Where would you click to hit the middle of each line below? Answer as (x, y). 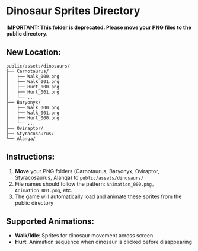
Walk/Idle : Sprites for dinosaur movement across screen (84, 236)
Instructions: (31, 157)
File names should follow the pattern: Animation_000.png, (84, 184)
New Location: (33, 53)
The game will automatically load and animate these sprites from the (98, 196)
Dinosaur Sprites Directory (73, 11)
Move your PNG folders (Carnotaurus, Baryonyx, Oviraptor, (87, 171)
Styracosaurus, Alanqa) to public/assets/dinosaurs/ (79, 177)
